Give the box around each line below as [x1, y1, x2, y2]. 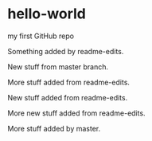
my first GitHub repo [7, 31, 75, 41]
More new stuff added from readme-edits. [7, 108, 146, 118]
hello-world [7, 5, 87, 23]
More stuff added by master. [7, 123, 101, 133]
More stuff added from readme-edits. [7, 77, 131, 87]
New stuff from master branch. [7, 61, 109, 72]
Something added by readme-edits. [7, 46, 124, 56]
